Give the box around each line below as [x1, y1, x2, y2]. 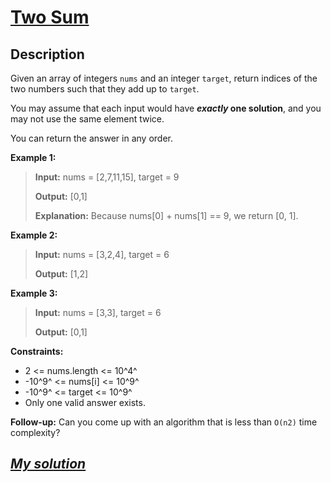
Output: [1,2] [34, 268, 89, 280]
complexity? [10, 427, 61, 438]
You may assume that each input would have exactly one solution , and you [10, 102, 322, 114]
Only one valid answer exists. [24, 397, 146, 408]
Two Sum [10, 6, 90, 29]
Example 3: [10, 287, 58, 299]
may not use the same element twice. [10, 113, 165, 125]
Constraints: [10, 346, 64, 357]
